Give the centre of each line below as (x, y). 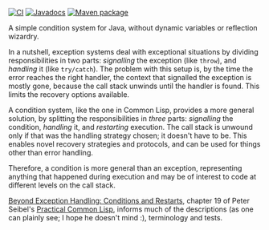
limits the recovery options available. (69, 95)
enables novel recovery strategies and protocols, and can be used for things (134, 144)
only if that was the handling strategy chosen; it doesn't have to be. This (128, 135)
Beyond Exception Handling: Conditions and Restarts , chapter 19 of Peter (129, 201)
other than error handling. (51, 153)
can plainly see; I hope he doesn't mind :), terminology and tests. (116, 218)
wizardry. (24, 36)
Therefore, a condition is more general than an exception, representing (125, 168)
